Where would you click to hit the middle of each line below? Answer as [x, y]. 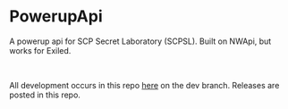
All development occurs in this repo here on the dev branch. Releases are [144, 85]
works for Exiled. [40, 50]
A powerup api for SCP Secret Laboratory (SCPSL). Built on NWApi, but [140, 41]
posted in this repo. [45, 95]
